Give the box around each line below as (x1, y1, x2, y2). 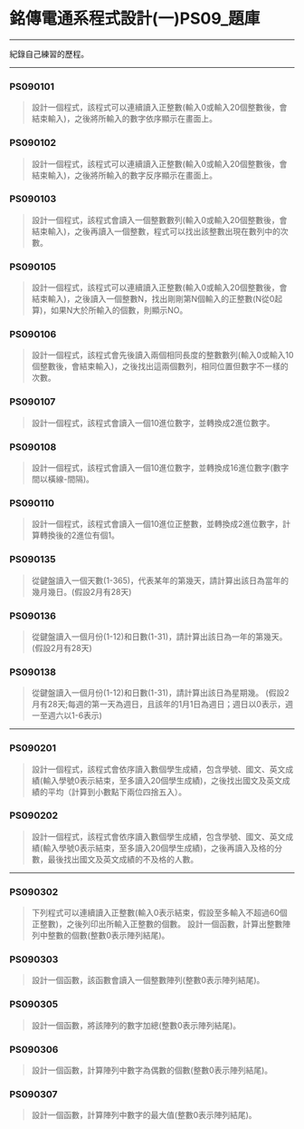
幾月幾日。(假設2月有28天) (31, 586, 132, 597)
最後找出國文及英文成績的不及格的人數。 (47, 853, 199, 864)
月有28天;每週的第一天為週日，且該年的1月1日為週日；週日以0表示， (31, 699, 286, 710)
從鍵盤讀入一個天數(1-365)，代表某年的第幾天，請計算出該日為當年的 (31, 575, 290, 586)
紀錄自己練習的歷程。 (9, 48, 89, 59)
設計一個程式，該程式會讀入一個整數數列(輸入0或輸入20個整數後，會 (31, 214, 288, 225)
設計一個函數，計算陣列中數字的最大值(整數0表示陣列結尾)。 (31, 1110, 257, 1121)
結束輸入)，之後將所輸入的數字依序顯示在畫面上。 (31, 113, 217, 124)
